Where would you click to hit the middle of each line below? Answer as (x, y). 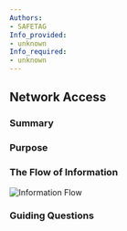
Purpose (29, 148)
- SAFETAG (28, 26)
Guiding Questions (52, 215)
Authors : (26, 18)
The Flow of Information (64, 173)
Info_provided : (38, 35)
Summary (32, 123)
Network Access (58, 97)
